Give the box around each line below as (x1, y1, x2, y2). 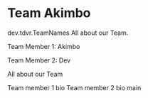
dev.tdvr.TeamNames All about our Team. (7, 28, 129, 37)
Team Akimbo (7, 5, 91, 21)
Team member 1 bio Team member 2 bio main (7, 83, 142, 92)
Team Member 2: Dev (7, 55, 71, 65)
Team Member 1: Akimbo (7, 42, 80, 50)
